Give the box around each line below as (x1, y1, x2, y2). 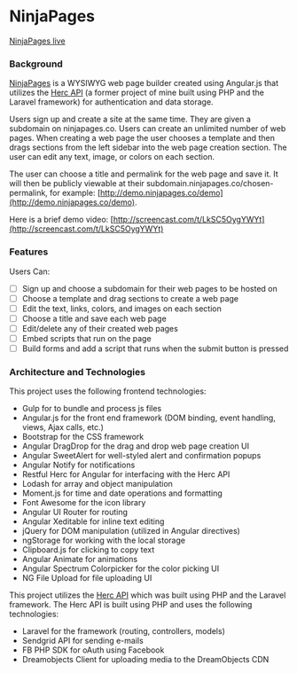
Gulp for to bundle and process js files (21, 403, 162, 414)
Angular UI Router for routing (21, 507, 129, 518)
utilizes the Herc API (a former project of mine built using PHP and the (9, 87, 264, 98)
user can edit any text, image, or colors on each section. (9, 152, 215, 162)
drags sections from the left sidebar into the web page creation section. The (9, 142, 287, 153)
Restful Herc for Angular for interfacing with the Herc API (21, 469, 231, 480)
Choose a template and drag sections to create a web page (21, 293, 239, 303)
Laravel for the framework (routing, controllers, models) (21, 626, 226, 637)
